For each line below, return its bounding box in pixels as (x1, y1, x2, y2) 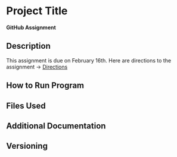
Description (6, 41, 51, 51)
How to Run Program (6, 80, 85, 90)
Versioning (6, 141, 48, 151)
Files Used (6, 101, 46, 111)
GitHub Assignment (6, 24, 57, 31)
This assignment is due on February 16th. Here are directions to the (6, 56, 172, 64)
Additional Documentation (6, 121, 106, 131)
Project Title (6, 4, 68, 18)
